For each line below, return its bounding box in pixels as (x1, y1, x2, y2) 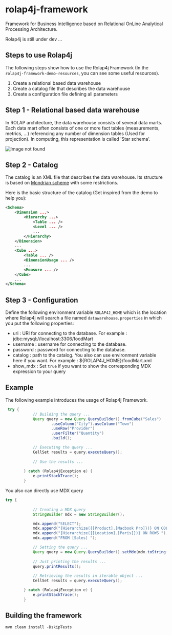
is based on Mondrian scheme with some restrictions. (5, 180, 119, 186)
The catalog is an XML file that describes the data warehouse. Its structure (5, 174, 163, 180)
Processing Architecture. (5, 26, 58, 32)
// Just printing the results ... (32, 559, 106, 564)
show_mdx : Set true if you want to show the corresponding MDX (12, 363, 151, 369)
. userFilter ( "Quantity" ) (51, 431, 104, 436)
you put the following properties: (5, 320, 74, 327)
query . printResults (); (32, 564, 81, 569)
